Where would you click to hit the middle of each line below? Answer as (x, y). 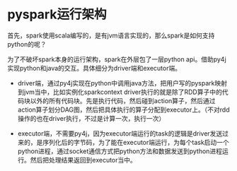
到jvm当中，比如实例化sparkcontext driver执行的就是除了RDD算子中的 (120, 92)
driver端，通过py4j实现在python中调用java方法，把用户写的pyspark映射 (122, 83)
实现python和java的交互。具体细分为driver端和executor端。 (94, 68)
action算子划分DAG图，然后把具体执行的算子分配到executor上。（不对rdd (123, 110)
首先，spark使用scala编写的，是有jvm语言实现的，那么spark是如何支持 (111, 35)
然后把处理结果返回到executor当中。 (83, 160)
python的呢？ (27, 44)
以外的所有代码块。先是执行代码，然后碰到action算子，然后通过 (123, 100)
